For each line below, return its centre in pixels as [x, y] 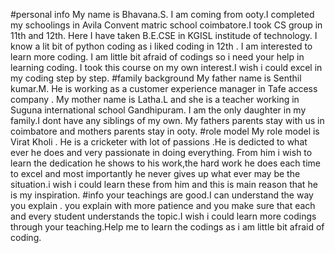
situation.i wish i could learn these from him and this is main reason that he [164, 184]
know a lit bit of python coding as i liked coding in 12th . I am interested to [161, 46]
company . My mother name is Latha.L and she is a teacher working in [155, 99]
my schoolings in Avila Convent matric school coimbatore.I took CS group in [166, 25]
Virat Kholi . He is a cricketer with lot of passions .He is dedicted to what [159, 142]
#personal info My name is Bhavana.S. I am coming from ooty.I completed [162, 14]
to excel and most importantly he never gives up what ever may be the [155, 173]
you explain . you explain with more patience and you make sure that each [163, 205]
